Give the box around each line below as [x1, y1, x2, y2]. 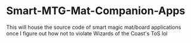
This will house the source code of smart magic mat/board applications [6, 24, 181, 31]
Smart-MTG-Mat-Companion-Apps [6, 4, 186, 18]
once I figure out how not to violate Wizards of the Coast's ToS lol [6, 29, 168, 37]
